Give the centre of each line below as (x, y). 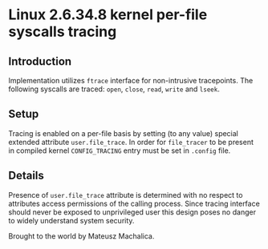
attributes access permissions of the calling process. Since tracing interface (134, 203)
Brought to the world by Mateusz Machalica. (81, 236)
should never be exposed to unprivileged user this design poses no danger (132, 212)
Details (26, 176)
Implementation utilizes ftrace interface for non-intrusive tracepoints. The (131, 80)
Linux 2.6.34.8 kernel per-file (108, 15)
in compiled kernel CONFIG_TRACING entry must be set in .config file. (120, 151)
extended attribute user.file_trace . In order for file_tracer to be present (131, 142)
